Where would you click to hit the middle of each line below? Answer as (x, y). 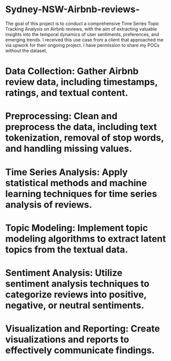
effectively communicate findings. (80, 351)
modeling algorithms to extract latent (86, 239)
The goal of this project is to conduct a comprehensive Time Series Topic (82, 23)
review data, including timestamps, (81, 82)
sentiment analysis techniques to (77, 283)
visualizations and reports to (67, 340)
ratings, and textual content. (67, 93)
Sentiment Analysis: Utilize (64, 273)
